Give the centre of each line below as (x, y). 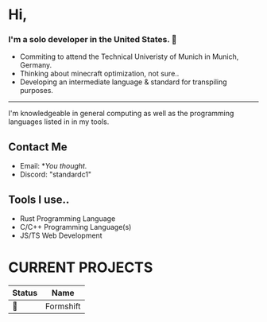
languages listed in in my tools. (59, 122)
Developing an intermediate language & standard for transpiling (124, 82)
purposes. (37, 91)
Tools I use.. (39, 199)
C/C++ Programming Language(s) (75, 227)
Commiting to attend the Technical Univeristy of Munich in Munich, (129, 56)
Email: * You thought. (53, 166)
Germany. (36, 65)
